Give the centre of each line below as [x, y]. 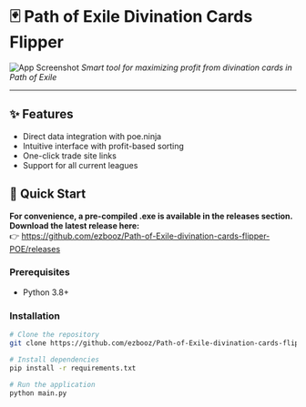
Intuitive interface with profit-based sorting [103, 146]
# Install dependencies [55, 360]
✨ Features [41, 114]
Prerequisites [40, 272]
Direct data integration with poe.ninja [92, 136]
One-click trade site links [69, 156]
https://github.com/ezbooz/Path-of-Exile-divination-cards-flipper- [146, 236]
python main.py [38, 393]
